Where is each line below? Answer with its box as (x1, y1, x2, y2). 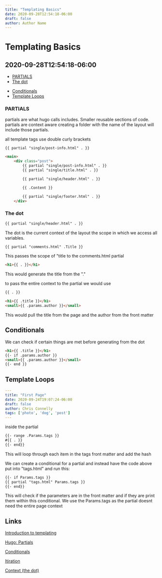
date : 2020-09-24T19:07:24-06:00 (5, 397, 73, 402)
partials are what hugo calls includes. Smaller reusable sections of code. (5, 116, 149, 122)
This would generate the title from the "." (5, 271, 86, 277)
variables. (5, 235, 25, 241)
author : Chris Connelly (5, 406, 53, 411)
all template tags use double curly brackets (5, 136, 91, 142)
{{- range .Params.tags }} (5, 433, 59, 438)
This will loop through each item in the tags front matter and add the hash (5, 451, 151, 457)
